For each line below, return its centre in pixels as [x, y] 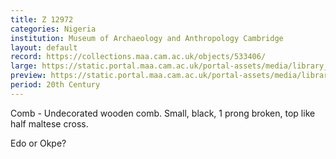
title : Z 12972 [42, 19]
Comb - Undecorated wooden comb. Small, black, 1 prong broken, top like [163, 113]
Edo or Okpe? [38, 143]
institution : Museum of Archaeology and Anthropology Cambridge [147, 38]
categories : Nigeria [53, 29]
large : [24, 66]
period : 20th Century [55, 85]
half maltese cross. [49, 123]
